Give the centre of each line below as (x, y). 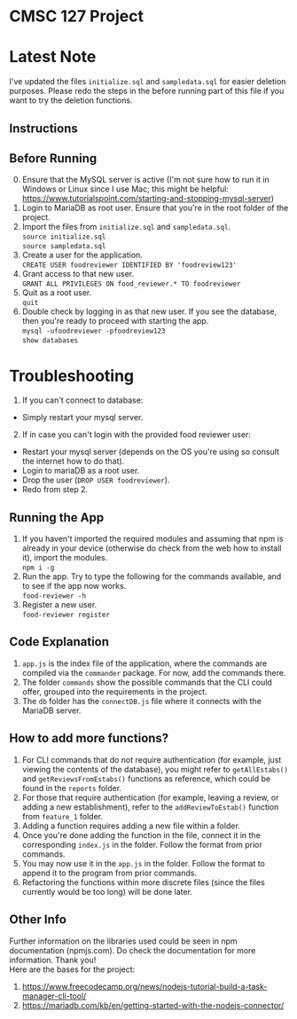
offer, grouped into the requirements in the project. (114, 691)
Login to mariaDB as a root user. (81, 471)
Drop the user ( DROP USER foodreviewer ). (96, 480)
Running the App (57, 517)
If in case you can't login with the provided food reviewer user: (136, 435)
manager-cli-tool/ (54, 996)
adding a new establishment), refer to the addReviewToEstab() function (150, 807)
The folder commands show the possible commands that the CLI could (147, 682)
